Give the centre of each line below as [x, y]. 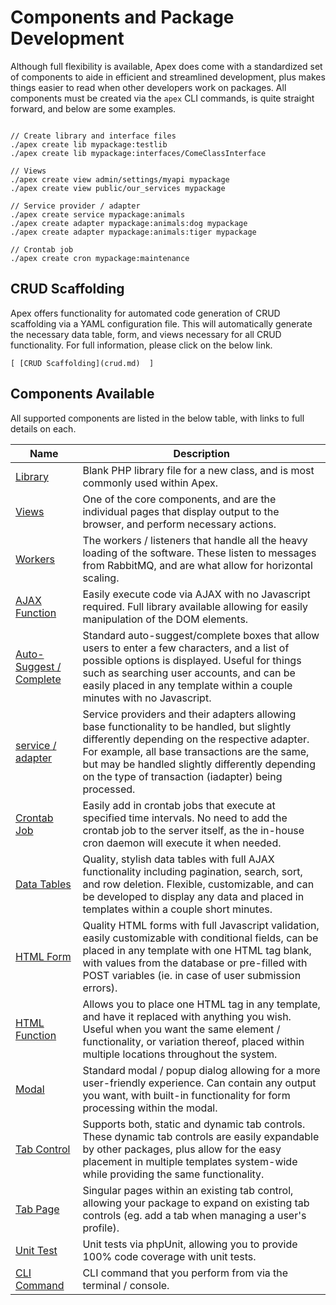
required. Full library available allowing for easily [195, 606]
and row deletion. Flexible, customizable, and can [198, 884]
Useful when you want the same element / [181, 1029]
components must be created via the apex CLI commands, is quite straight [162, 98]
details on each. [43, 428]
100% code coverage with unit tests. [169, 1256]
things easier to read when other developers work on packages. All [148, 87]
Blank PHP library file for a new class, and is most [198, 470]
